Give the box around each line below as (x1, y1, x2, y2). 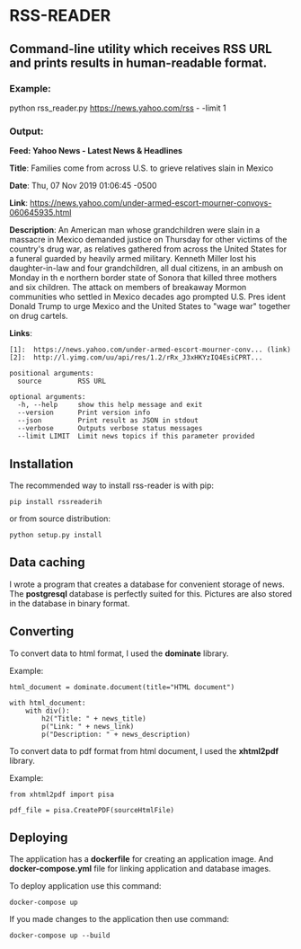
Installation (9, 456, 74, 472)
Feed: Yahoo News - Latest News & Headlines (9, 146, 182, 156)
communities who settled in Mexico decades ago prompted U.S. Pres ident (9, 291, 286, 302)
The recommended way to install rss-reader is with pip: (9, 480, 214, 491)
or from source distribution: (9, 513, 111, 524)
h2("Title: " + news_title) (41, 714, 146, 723)
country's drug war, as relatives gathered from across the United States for (9, 244, 288, 254)
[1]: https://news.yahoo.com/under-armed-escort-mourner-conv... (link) (9, 345, 292, 355)
